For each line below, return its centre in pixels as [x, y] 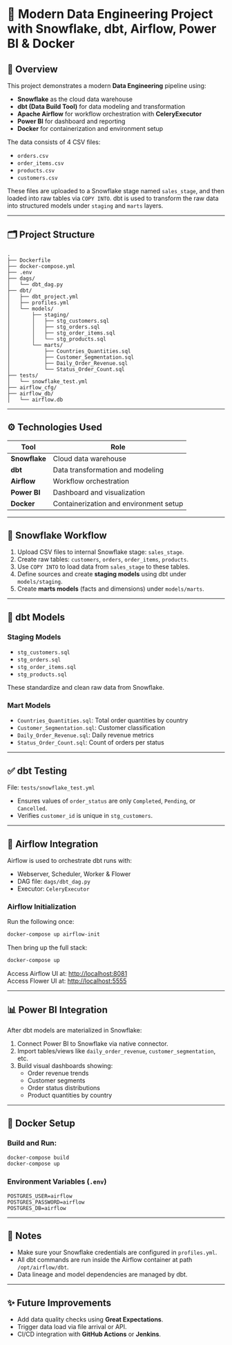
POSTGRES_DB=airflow [37, 1208]
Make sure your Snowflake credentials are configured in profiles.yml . [117, 1252]
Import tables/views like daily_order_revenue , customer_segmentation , [116, 1051]
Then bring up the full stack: [47, 947]
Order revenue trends [58, 1073]
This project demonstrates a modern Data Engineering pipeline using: [107, 86]
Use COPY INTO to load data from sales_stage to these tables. [103, 567]
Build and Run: [32, 1143]
